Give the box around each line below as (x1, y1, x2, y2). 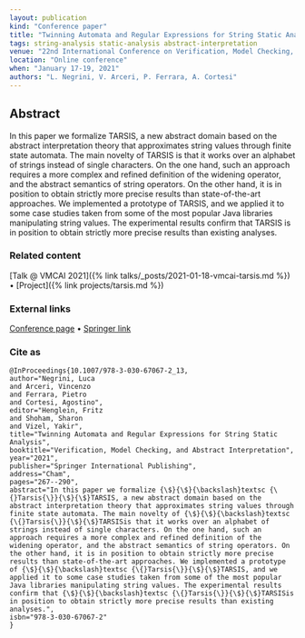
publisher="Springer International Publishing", (9, 462, 197, 471)
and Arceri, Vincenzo (9, 383, 92, 392)
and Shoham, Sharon (9, 414, 84, 424)
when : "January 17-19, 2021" (9, 65, 120, 74)
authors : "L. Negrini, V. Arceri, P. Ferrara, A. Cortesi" (9, 73, 238, 82)
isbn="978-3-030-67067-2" (9, 613, 107, 623)
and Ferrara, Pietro (9, 390, 88, 400)
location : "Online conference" (9, 55, 128, 65)
